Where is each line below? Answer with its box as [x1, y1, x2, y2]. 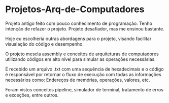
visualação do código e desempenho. [5, 41, 84, 47]
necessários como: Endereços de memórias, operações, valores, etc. [5, 77, 150, 83]
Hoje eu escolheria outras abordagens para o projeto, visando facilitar [5, 36, 152, 42]
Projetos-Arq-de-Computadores [5, 4, 145, 15]
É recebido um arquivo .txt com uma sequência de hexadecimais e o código [5, 66, 164, 72]
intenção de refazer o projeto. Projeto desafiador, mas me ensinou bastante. [5, 25, 164, 31]
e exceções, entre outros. [5, 92, 59, 98]
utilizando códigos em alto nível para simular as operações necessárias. [5, 56, 156, 62]
